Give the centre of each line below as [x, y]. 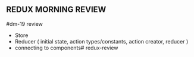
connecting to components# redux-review [66, 48]
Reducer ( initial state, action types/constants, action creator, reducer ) [101, 41]
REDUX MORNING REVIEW [56, 10]
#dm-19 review [25, 24]
